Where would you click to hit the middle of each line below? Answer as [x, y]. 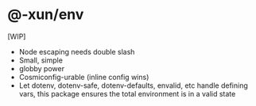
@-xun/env [46, 15]
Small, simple [41, 60]
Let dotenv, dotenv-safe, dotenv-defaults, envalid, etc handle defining [133, 85]
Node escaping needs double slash [77, 51]
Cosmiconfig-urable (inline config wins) [84, 77]
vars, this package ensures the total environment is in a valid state [127, 93]
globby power [42, 68]
